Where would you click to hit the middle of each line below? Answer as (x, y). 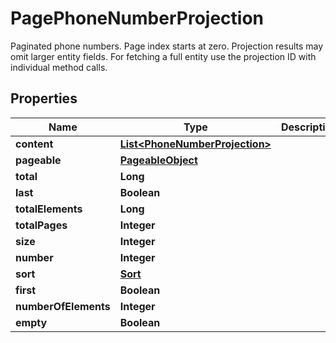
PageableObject (158, 160)
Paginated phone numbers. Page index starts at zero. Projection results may (167, 46)
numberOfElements (63, 306)
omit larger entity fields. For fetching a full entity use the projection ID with (163, 56)
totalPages (41, 225)
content (34, 144)
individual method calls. (59, 67)
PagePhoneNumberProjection (137, 18)
